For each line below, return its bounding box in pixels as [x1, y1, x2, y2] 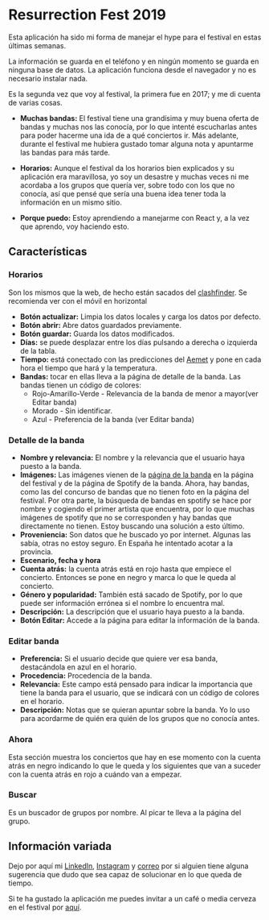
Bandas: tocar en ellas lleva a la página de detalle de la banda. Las [19, 371, 241, 381]
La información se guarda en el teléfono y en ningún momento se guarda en [8, 56, 259, 66]
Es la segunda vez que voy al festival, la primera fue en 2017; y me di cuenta [8, 89, 261, 98]
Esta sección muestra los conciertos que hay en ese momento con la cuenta [8, 752, 261, 762]
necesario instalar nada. [8, 73, 88, 83]
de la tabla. [19, 346, 58, 355]
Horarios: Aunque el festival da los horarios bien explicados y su [19, 163, 234, 172]
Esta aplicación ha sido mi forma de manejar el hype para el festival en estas [8, 32, 262, 42]
